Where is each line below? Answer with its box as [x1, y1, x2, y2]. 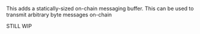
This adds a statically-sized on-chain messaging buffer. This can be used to [6, 5, 194, 12]
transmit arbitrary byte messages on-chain [6, 11, 112, 18]
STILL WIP [6, 23, 32, 29]
